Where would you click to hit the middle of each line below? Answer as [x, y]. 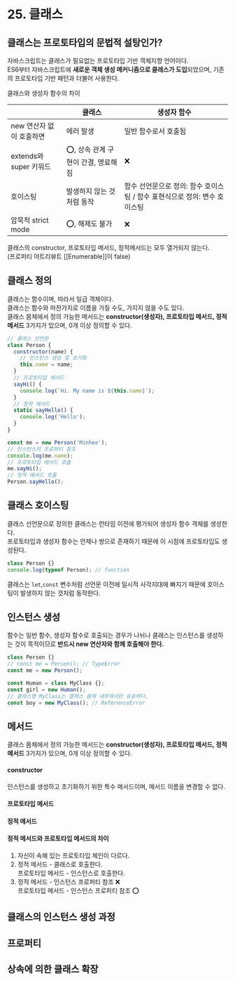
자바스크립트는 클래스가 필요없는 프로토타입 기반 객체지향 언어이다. [98, 61]
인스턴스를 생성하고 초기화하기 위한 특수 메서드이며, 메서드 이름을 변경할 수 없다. [116, 786]
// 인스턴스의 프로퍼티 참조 [42, 449]
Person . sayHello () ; [36, 482]
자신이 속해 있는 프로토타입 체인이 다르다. [73, 855]
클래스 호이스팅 [38, 505]
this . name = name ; [47, 365]
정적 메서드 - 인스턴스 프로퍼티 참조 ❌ [69, 881]
